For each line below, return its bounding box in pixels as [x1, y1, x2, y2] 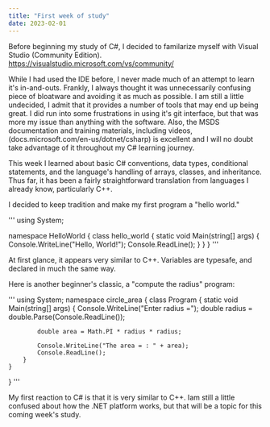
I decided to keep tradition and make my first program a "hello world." [8, 199, 240, 209]
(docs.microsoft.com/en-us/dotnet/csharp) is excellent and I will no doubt [8, 134, 254, 143]
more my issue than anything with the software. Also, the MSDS [8, 117, 220, 126]
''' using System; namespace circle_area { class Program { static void [8, 295, 239, 305]
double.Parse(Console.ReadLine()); [8, 312, 126, 321]
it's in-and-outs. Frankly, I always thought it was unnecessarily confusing [8, 82, 251, 93]
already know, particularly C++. [8, 184, 113, 193]
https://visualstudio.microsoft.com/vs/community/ [8, 58, 175, 68]
